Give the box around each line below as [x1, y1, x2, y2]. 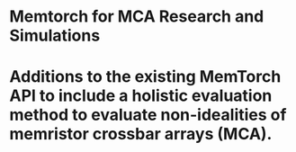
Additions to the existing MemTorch [9, 67, 282, 87]
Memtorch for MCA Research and [9, 6, 265, 27]
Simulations [9, 25, 101, 46]
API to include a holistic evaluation [9, 85, 273, 106]
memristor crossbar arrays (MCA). [9, 124, 273, 145]
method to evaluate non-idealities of [9, 105, 287, 125]
